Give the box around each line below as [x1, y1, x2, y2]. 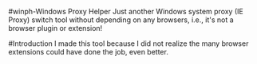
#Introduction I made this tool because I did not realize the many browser [8, 39, 249, 48]
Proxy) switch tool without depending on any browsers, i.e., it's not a [8, 15, 234, 24]
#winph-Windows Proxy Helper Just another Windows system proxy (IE [8, 7, 243, 16]
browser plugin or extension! [8, 24, 103, 32]
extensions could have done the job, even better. [8, 47, 169, 56]
